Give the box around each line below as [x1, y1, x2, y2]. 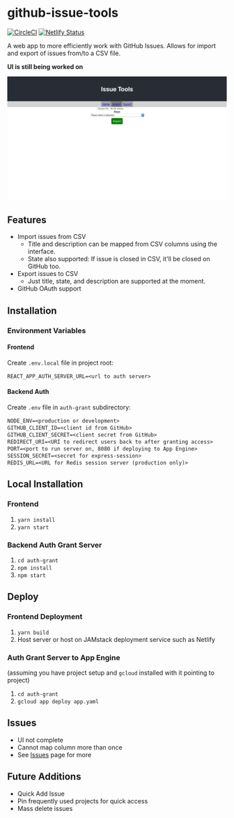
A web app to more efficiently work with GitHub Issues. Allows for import [7, 41, 216, 50]
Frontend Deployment [7, 612, 83, 622]
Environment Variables [7, 326, 86, 335]
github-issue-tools [7, 5, 118, 21]
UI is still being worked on [7, 62, 84, 71]
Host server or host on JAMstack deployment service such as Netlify [17, 635, 216, 643]
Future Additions [7, 770, 81, 783]
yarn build [17, 629, 49, 636]
